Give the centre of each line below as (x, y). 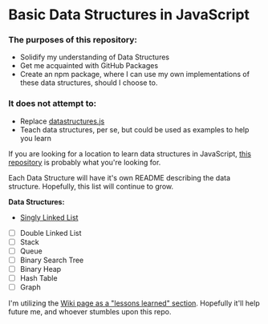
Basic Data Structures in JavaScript (129, 15)
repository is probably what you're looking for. (85, 162)
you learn (36, 138)
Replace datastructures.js (62, 121)
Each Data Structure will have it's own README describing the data (120, 177)
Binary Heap (41, 269)
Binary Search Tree (52, 260)
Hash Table (39, 278)
